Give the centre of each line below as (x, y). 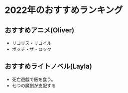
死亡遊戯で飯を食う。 (34, 79)
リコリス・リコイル (32, 43)
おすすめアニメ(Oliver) (40, 30)
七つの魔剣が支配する (34, 86)
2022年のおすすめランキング (64, 10)
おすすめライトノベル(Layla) (49, 66)
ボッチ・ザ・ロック (32, 49)
